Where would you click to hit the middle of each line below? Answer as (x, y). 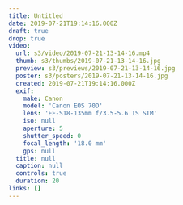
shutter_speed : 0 (52, 136)
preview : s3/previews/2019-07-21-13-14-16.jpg (96, 69)
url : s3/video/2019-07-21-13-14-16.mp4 (83, 53)
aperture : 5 (43, 128)
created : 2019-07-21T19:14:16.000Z (76, 83)
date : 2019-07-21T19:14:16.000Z (63, 23)
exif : (25, 91)
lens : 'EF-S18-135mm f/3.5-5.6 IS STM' (90, 114)
